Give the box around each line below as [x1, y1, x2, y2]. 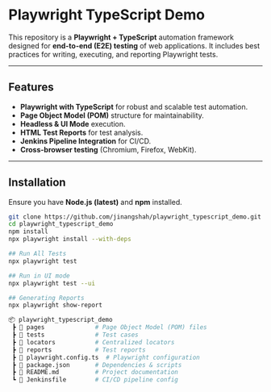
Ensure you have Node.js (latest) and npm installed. [8, 197, 183, 206]
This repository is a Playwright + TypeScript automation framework [8, 32, 234, 42]
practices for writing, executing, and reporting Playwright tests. [8, 49, 219, 59]
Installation [8, 176, 66, 190]
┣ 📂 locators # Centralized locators [11, 338, 175, 346]
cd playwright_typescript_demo [8, 220, 114, 228]
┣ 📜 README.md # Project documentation [11, 369, 179, 377]
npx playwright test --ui [8, 279, 95, 287]
